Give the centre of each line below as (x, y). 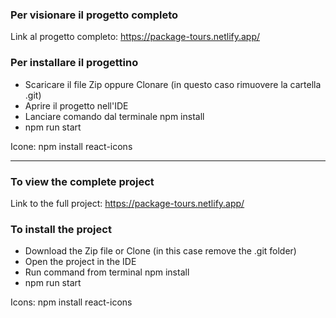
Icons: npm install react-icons (71, 302)
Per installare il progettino (74, 63)
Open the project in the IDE (80, 262)
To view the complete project (82, 181)
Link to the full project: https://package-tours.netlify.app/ (127, 203)
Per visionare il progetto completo (94, 15)
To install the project (61, 229)
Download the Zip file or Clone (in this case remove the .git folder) (160, 251)
